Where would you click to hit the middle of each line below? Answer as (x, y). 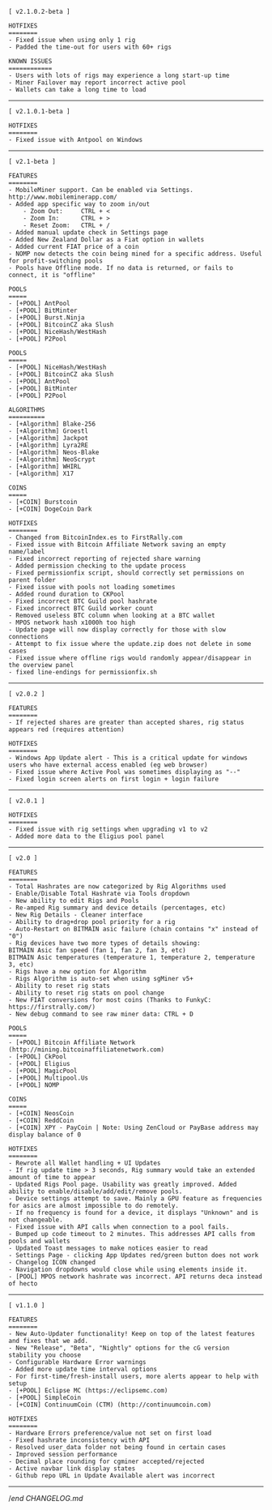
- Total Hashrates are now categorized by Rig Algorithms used (117, 887)
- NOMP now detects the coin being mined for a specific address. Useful (136, 254)
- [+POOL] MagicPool (43, 1071)
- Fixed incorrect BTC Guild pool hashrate (83, 601)
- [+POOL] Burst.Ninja (47, 318)
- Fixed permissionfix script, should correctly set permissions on (126, 573)
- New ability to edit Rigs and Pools (74, 900)
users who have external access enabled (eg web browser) (108, 765)
